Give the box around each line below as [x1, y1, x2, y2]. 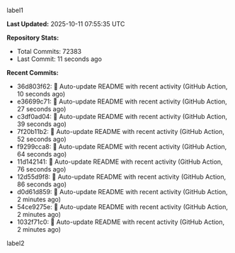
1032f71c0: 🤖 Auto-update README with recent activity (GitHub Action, [16, 218, 225, 226]
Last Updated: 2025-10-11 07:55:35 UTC [6, 20, 125, 28]
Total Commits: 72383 [16, 47, 82, 55]
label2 [6, 239, 25, 247]
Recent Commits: [6, 69, 59, 77]
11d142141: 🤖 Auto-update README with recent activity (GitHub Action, [16, 157, 224, 166]
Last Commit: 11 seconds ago [16, 55, 102, 63]
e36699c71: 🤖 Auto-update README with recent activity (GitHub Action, [16, 97, 227, 106]
